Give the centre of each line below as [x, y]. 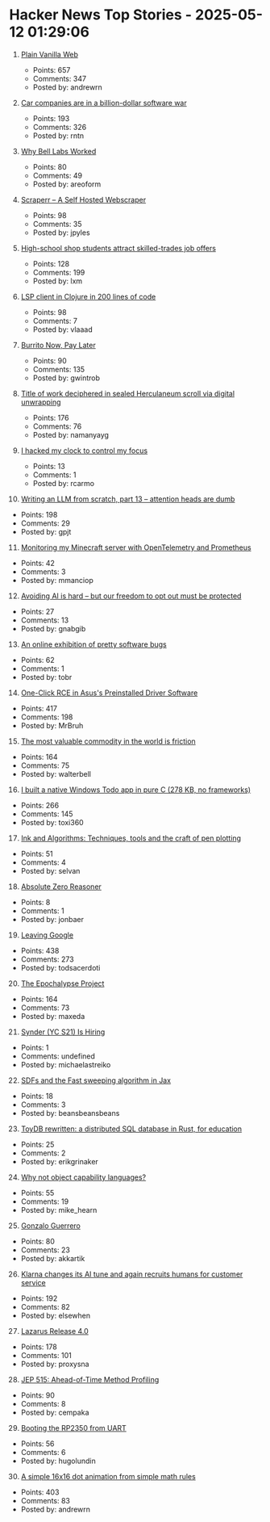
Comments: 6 [43, 1452]
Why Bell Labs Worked [58, 151]
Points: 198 [39, 514]
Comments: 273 [48, 959]
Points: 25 [37, 1144]
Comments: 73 [45, 1008]
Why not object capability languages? [83, 1177]
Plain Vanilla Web [50, 54]
